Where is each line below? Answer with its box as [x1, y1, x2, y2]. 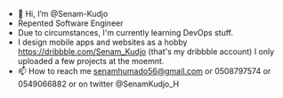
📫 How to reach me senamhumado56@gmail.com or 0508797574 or [17, 66, 271, 76]
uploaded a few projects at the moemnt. [17, 56, 165, 66]
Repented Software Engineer [17, 18, 124, 29]
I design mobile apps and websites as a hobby [17, 37, 188, 47]
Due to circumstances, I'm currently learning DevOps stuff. [17, 28, 234, 37]
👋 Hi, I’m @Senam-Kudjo [17, 9, 109, 19]
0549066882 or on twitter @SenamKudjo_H [17, 78, 180, 89]
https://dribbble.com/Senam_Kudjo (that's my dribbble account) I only [17, 46, 275, 57]
